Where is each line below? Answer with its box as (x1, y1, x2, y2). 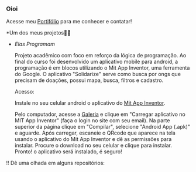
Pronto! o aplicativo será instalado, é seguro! (14, 148, 123, 155)
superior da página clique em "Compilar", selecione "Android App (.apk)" (14, 123, 191, 130)
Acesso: (14, 88, 35, 95)
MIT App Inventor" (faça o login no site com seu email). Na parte (14, 117, 170, 124)
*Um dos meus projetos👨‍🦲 (6, 29, 71, 36)
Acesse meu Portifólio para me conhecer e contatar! (6, 18, 132, 25)
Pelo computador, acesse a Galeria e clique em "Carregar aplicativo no (14, 111, 185, 118)
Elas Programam (14, 40, 56, 48)
